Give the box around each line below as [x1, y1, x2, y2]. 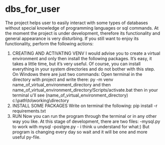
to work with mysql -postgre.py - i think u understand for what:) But [12, 123, 150, 129]
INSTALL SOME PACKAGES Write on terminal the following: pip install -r [12, 103, 158, 109]
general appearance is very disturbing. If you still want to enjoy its [5, 36, 139, 41]
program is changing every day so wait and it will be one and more [12, 129, 148, 135]
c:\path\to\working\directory [12, 97, 69, 103]
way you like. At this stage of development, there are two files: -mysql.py [12, 118, 161, 124]
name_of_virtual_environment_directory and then [12, 81, 111, 87]
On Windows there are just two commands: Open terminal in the [12, 71, 143, 77]
